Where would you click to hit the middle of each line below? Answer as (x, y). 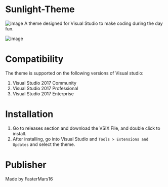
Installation (29, 114)
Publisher (26, 165)
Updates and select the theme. (44, 144)
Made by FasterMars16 (29, 179)
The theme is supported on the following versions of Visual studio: (74, 73)
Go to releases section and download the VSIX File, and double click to (86, 128)
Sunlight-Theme (40, 9)
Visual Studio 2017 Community (45, 83)
